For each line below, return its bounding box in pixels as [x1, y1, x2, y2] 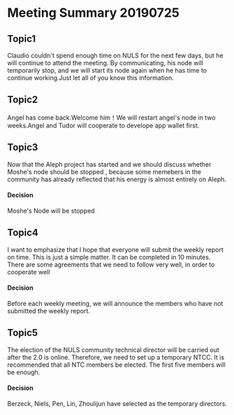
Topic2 [7, 94, 38, 106]
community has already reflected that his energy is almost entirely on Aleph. [7, 175, 227, 183]
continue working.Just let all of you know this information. [7, 73, 175, 82]
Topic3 [7, 141, 38, 153]
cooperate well [7, 267, 50, 276]
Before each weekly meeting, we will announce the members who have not [7, 299, 224, 307]
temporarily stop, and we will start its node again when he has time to [7, 66, 207, 74]
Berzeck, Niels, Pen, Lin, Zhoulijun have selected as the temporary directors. [7, 399, 227, 407]
